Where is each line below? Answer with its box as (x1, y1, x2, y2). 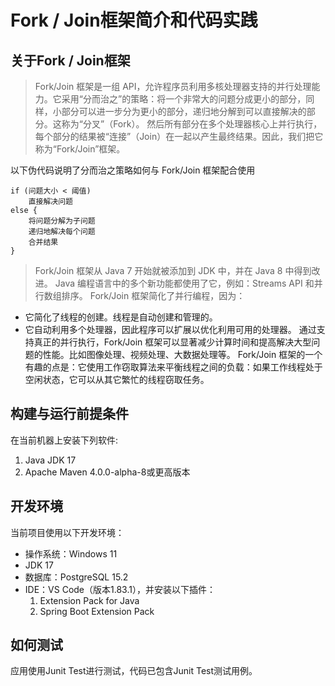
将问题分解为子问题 (28, 216, 96, 226)
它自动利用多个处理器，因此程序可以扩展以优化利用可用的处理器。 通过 (24, 324, 317, 335)
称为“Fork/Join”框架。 (34, 143, 126, 155)
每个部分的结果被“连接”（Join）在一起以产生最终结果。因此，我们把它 (34, 131, 324, 142)
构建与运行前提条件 (10, 406, 129, 423)
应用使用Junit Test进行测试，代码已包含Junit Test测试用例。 (10, 665, 258, 677)
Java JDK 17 (24, 454, 77, 466)
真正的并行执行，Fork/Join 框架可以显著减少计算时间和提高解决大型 (33, 336, 312, 348)
